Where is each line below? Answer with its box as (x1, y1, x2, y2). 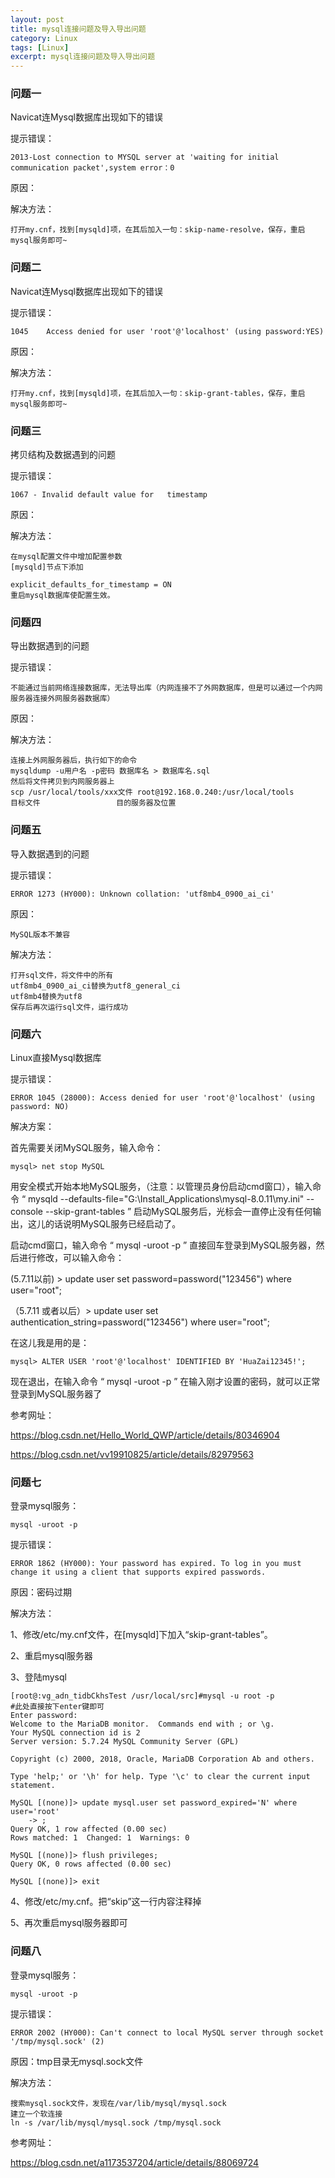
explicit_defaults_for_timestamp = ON (10, 580, 172, 590)
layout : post (10, 14, 65, 25)
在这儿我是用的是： (10, 1336, 90, 1348)
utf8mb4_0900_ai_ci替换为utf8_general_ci (10, 981, 181, 991)
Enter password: (10, 1711, 78, 1721)
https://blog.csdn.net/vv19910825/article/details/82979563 (10, 1448, 254, 1460)
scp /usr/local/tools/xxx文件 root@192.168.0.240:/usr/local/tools (10, 787, 295, 798)
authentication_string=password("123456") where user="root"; (10, 1316, 271, 1328)
